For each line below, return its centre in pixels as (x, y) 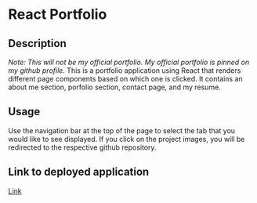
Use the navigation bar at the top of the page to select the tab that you (122, 130)
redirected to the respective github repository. (82, 147)
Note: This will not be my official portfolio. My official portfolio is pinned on (128, 62)
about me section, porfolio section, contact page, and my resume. (114, 87)
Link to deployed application (79, 172)
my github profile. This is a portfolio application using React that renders (125, 71)
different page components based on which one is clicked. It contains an (125, 79)
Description (37, 43)
